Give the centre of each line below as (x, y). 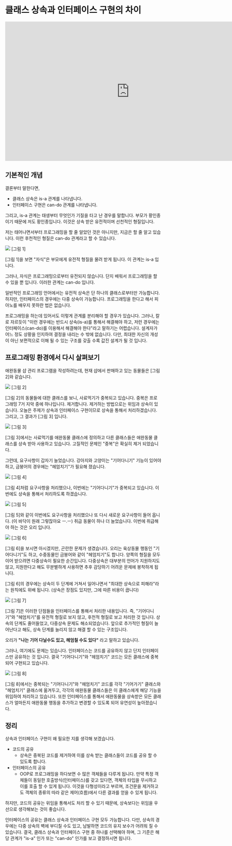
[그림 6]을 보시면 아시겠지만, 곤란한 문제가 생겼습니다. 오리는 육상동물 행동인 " (81, 548)
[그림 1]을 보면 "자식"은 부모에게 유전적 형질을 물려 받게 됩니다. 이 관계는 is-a (79, 259)
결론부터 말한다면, (23, 188)
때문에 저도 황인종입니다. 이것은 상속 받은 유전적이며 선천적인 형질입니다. (84, 222)
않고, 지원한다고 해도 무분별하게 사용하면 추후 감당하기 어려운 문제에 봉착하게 (79, 567)
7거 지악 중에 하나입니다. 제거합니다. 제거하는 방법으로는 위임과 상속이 (86, 404)
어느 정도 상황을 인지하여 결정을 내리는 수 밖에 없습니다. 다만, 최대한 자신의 (77, 334)
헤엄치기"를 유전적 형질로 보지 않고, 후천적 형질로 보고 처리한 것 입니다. (87, 617)
